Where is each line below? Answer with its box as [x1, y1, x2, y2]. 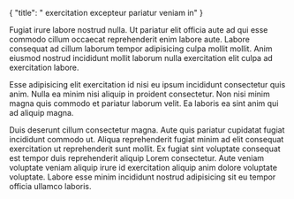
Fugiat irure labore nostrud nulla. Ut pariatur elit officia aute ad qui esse [9, 25, 268, 34]
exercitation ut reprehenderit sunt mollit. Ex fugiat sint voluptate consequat [9, 143, 281, 154]
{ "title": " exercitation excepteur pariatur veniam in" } [9, 8, 203, 18]
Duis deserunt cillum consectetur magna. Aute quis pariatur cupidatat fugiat [9, 125, 285, 135]
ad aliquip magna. [9, 108, 74, 118]
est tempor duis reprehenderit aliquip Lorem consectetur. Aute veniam [9, 153, 265, 163]
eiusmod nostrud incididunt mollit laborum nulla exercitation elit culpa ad [9, 53, 274, 63]
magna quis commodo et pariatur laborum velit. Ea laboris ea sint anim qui [9, 98, 279, 109]
